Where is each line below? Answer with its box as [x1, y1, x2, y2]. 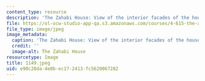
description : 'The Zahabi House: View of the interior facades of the [6, 15, 190, 21]
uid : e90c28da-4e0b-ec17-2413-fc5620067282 [6, 65, 119, 72]
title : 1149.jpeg [6, 60, 51, 66]
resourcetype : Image [6, 54, 59, 60]
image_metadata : [6, 32, 48, 38]
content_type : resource [6, 9, 67, 15]
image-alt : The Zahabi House [12, 49, 86, 55]
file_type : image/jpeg [6, 26, 64, 32]
